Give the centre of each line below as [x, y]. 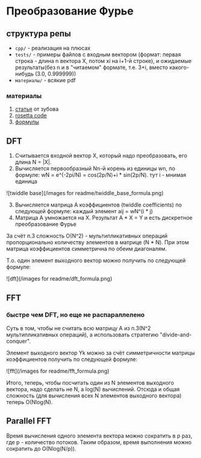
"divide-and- [176, 334]
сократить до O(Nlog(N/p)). [41, 448]
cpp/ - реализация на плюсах [53, 48]
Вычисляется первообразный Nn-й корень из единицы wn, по [95, 168]
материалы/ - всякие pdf [45, 80]
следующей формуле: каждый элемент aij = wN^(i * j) [84, 211]
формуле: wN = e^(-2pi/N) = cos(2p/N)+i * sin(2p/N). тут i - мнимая [101, 175]
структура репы [39, 34]
